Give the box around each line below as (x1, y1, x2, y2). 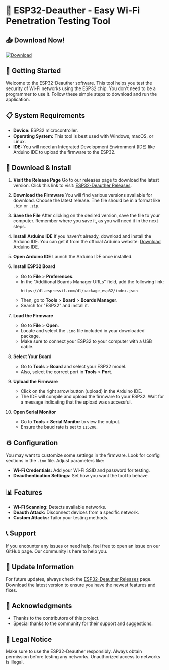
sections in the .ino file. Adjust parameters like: (6, 458, 105, 464)
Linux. (13, 138, 26, 144)
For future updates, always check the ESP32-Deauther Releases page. (6, 576, 152, 582)
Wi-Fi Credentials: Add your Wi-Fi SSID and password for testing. (13, 467, 150, 473)
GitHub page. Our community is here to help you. (6, 548, 108, 554)
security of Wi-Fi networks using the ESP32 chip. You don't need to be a (6, 85, 156, 92)
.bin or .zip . (13, 203, 40, 209)
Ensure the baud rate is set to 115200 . (20, 424, 98, 430)
